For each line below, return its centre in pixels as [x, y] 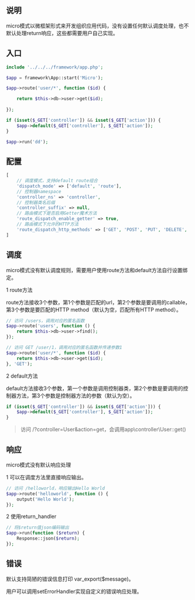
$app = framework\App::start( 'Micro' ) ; [55, 78]
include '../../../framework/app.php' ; [55, 67]
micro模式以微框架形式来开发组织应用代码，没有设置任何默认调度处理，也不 [97, 26]
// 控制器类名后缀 [36, 203]
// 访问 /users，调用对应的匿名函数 [45, 321]
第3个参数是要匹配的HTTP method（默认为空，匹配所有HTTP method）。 [94, 310]
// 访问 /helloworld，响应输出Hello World [56, 488]
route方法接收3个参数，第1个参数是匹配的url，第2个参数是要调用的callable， [98, 302]
